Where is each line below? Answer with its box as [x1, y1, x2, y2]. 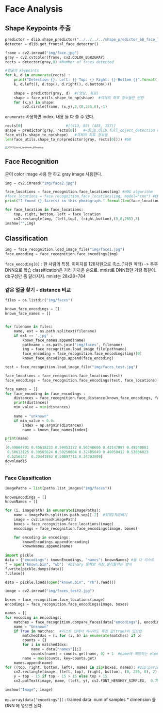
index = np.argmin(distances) [22, 423, 83, 428]
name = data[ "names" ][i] [31, 647, 81, 652]
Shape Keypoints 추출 [5, 24, 71, 32]
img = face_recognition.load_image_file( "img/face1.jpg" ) [5, 247, 125, 252]
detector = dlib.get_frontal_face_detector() [5, 41, 98, 47]
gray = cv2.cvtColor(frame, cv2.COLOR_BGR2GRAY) [5, 55, 105, 60]
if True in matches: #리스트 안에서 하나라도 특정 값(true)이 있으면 [14, 628, 142, 634]
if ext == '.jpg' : [14, 333, 53, 338]
